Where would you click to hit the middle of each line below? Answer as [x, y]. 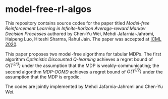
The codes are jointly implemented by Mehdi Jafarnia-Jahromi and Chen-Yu [84, 86]
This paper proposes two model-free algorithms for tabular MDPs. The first [83, 54]
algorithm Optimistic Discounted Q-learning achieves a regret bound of [79, 59]
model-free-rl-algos [48, 9]
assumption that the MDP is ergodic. [43, 77]
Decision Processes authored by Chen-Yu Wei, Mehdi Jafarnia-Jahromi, [80, 33]
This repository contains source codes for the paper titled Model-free [77, 23]
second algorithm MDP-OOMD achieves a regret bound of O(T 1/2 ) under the [84, 71]
